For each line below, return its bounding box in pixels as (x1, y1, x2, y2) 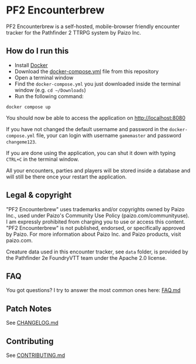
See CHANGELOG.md (6, 320, 59, 327)
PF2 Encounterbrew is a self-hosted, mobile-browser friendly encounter (6, 23, 180, 30)
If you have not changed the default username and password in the (6, 125, 169, 132)
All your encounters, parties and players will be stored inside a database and (6, 167, 191, 174)
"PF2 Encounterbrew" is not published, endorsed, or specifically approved (6, 224, 185, 231)
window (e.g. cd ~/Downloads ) (14, 86, 87, 94)
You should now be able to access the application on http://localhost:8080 (6, 114, 186, 121)
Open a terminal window (14, 74, 74, 81)
